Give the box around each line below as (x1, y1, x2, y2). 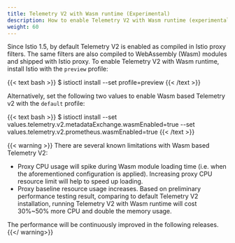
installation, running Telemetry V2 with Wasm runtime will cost (17, 200, 197, 208)
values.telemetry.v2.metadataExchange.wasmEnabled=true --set (7, 120, 195, 129)
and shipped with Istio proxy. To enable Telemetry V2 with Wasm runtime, (7, 57, 220, 66)
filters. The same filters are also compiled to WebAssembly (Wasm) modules (7, 50, 227, 58)
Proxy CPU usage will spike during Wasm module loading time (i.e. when (17, 162, 227, 171)
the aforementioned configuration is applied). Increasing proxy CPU (17, 169, 213, 179)
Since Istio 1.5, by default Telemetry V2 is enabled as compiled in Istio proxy (7, 43, 226, 51)
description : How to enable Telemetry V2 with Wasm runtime (7, 17, 187, 24)
